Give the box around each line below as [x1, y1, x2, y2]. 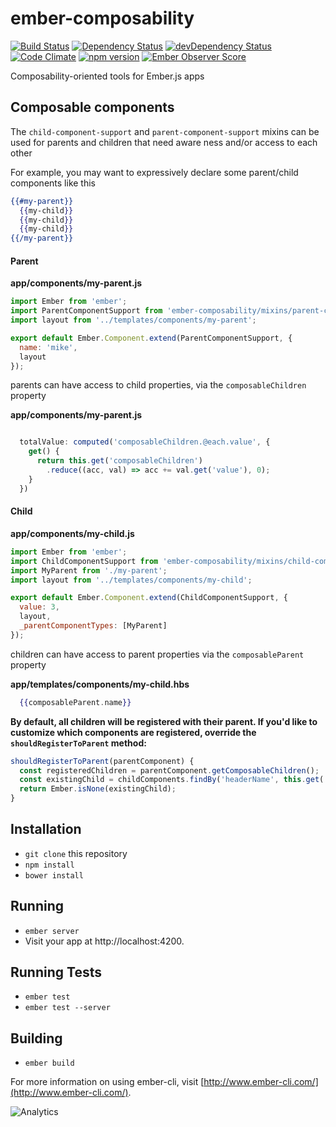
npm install [24, 860, 75, 870]
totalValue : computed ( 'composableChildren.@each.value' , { [19, 437, 271, 447]
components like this [10, 177, 96, 189]
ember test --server [24, 1003, 111, 1013]
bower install [24, 870, 84, 881]
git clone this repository [24, 847, 128, 859]
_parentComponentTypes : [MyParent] [19, 621, 168, 631]
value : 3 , [19, 602, 60, 612]
